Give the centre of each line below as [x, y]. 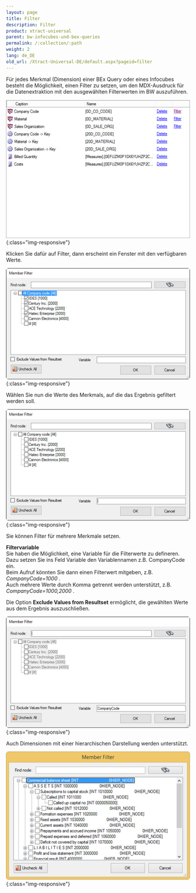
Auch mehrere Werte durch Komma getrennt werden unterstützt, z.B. [89, 585]
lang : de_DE [20, 56]
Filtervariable [23, 548]
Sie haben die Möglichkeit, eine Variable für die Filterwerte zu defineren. [93, 554]
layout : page [22, 12]
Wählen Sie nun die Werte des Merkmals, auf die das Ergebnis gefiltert [91, 395]
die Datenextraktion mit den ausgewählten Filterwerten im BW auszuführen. [97, 91]
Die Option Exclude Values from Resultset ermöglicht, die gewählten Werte [97, 602]
